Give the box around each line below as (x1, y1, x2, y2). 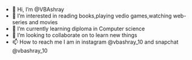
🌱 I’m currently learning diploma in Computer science (12, 25, 145, 32)
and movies (28, 19, 58, 25)
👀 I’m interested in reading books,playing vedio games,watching (12, 12, 172, 19)
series (12, 19, 28, 25)
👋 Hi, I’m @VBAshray (12, 6, 65, 13)
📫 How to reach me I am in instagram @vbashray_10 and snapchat (12, 38, 179, 45)
